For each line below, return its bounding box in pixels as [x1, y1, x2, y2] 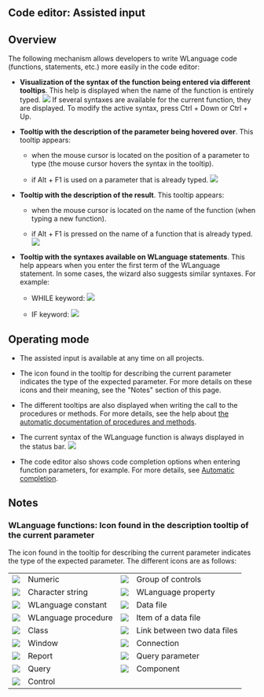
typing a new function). [31, 214, 107, 223]
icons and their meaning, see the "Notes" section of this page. [19, 385, 222, 395]
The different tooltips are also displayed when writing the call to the [19, 401, 238, 410]
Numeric [27, 574, 60, 585]
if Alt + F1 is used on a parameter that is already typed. [31, 175, 209, 185]
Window [27, 637, 59, 648]
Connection [136, 637, 179, 648]
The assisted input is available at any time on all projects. [19, 354, 204, 363]
